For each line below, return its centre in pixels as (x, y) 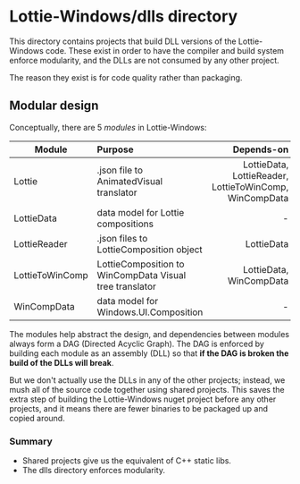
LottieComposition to (141, 264)
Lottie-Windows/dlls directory (124, 17)
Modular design (54, 106)
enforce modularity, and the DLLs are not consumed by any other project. (144, 60)
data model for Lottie (141, 212)
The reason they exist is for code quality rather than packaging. (126, 77)
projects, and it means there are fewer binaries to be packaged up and (139, 408)
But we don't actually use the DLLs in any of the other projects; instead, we (147, 380)
